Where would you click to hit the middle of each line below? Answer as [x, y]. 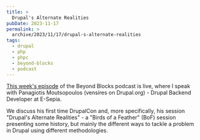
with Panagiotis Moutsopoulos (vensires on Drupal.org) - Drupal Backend [99, 93]
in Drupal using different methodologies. [57, 131]
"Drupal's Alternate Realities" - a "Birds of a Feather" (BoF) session [91, 117]
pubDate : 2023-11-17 [33, 23]
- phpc [20, 57]
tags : [13, 40]
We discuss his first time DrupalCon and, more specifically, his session [96, 111]
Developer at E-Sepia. [34, 99]
